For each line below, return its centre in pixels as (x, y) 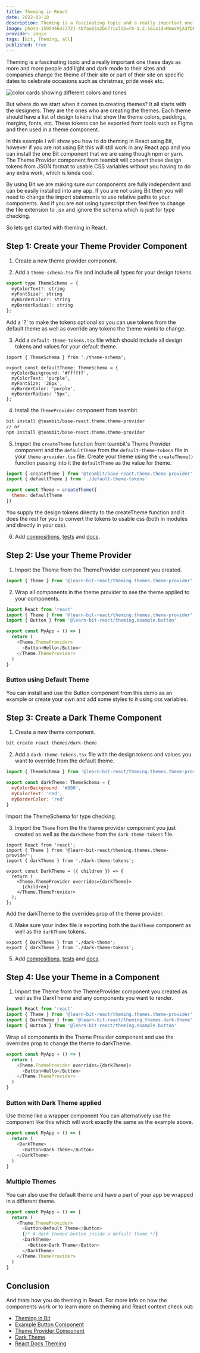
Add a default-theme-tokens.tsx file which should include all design (99, 340)
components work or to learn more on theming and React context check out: (100, 1306)
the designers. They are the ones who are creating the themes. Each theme (99, 110)
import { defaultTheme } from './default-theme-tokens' (77, 479)
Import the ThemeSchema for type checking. (61, 816)
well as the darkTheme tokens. (50, 931)
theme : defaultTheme (37, 496)
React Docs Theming (40, 1343)
